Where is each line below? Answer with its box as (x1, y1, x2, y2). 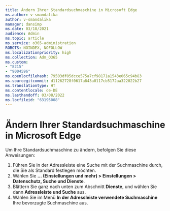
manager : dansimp (5, 21, 42, 27)
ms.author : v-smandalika (5, 12, 58, 17)
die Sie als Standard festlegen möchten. (12, 167, 96, 173)
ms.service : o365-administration (5, 41, 76, 46)
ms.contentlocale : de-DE (5, 87, 58, 93)
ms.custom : (5, 59, 28, 65)
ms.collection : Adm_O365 (5, 54, 58, 60)
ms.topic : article (5, 36, 44, 41)
